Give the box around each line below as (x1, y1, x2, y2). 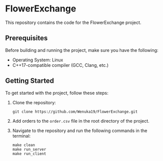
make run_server (12, 147, 46, 152)
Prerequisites (5, 34, 48, 42)
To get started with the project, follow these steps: (5, 90, 109, 96)
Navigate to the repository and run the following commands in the (12, 128, 148, 134)
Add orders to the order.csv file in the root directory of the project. (12, 118, 150, 124)
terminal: (12, 133, 31, 139)
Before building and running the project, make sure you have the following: (5, 47, 159, 53)
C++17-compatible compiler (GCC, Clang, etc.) (12, 62, 109, 68)
